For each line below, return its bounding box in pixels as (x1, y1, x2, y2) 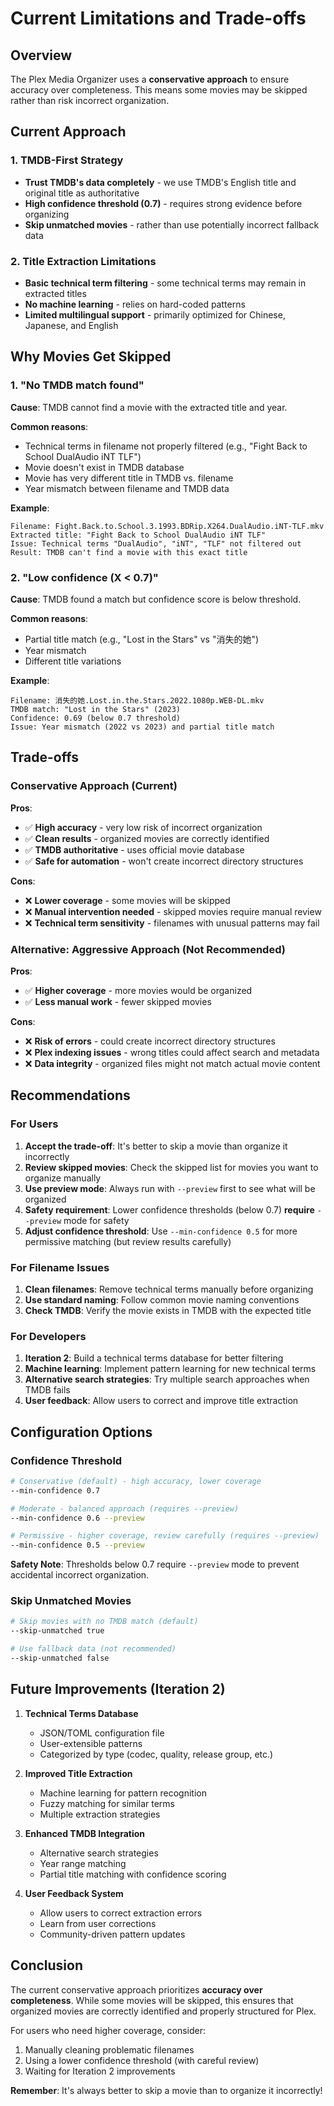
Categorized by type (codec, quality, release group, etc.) (39, 1748, 274, 1760)
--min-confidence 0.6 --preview (10, 1513, 145, 1523)
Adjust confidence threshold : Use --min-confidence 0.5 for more (24, 1225, 298, 1237)
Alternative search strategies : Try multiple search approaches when (24, 1373, 310, 1386)
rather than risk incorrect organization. (10, 95, 170, 106)
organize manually (24, 1172, 102, 1184)
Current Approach (10, 123, 127, 141)
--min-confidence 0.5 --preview (10, 1540, 145, 1551)
